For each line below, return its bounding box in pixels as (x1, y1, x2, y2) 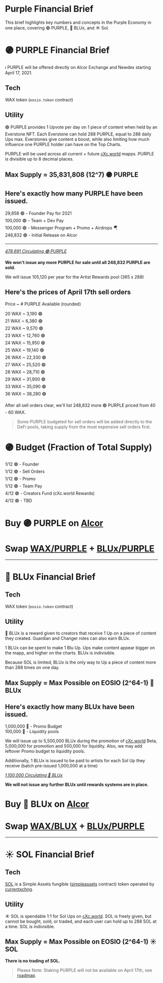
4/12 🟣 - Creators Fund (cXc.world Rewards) (5, 490, 95, 496)
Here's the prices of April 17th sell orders (5, 288, 131, 297)
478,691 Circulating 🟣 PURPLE (5, 248, 67, 254)
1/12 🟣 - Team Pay (5, 483, 42, 489)
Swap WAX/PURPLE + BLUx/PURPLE (5, 543, 155, 554)
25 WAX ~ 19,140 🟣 (5, 347, 45, 353)
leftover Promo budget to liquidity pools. (5, 748, 86, 754)
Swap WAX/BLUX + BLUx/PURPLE (5, 820, 145, 832)
